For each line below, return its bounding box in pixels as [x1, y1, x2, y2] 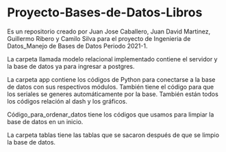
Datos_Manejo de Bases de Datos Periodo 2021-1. [7, 42, 148, 50]
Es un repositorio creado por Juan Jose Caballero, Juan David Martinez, [7, 27, 211, 35]
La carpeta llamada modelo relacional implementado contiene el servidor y [7, 55, 218, 63]
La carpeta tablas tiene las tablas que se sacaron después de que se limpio [7, 131, 220, 139]
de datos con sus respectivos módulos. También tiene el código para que [7, 82, 214, 91]
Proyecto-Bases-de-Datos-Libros [7, 5, 203, 20]
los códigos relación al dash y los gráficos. [7, 97, 128, 105]
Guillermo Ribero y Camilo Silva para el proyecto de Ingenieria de [7, 34, 191, 42]
